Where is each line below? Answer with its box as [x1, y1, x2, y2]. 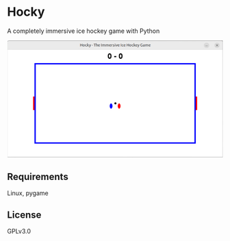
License [7, 209, 42, 220]
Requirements [7, 170, 68, 182]
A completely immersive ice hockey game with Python [7, 27, 160, 35]
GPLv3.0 [7, 227, 31, 235]
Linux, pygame [7, 189, 49, 197]
